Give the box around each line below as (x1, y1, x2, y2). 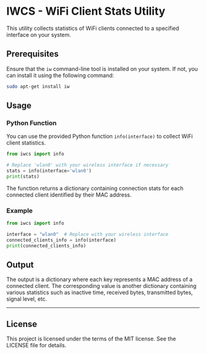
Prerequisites (6, 49, 59, 59)
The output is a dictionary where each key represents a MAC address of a (6, 276, 193, 283)
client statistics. (6, 139, 46, 146)
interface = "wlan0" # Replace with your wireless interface (6, 231, 169, 237)
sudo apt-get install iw (6, 83, 70, 89)
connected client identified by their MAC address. (6, 191, 132, 198)
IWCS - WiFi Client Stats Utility (6, 4, 166, 18)
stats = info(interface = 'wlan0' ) (6, 168, 92, 174)
